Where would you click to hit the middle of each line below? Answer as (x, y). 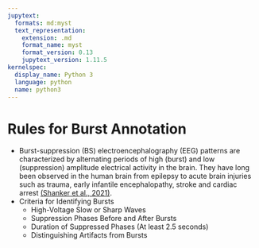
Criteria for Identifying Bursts (66, 201)
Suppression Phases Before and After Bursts (104, 219)
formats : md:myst (43, 23)
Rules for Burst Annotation (97, 129)
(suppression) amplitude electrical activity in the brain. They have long (134, 168)
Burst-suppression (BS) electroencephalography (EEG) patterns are (129, 151)
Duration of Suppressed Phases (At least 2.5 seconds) (120, 227)
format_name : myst (52, 45)
